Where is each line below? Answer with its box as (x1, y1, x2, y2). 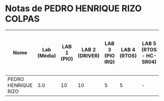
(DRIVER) (78, 52, 100, 59)
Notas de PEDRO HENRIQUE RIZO (5, 3, 142, 14)
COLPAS (5, 13, 40, 24)
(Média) (37, 52, 56, 59)
